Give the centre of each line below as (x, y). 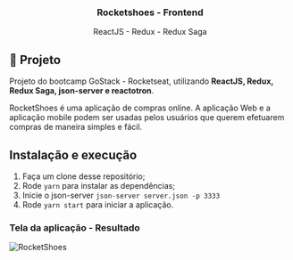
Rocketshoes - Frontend (150, 12)
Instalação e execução (73, 154)
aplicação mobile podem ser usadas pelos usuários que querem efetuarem (147, 118)
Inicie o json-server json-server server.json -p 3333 (121, 195)
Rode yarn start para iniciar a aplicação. (98, 204)
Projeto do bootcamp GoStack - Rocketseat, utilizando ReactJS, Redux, (142, 81)
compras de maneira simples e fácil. (76, 127)
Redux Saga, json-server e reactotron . (82, 91)
